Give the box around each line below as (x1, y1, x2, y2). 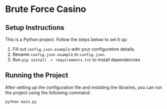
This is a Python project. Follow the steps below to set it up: (5, 36, 128, 42)
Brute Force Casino (5, 3, 86, 15)
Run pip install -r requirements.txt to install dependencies (12, 57, 140, 63)
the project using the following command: (5, 90, 91, 96)
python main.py (5, 99, 37, 104)
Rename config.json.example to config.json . (12, 51, 106, 57)
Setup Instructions (5, 23, 64, 32)
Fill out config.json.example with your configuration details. (12, 46, 135, 52)
